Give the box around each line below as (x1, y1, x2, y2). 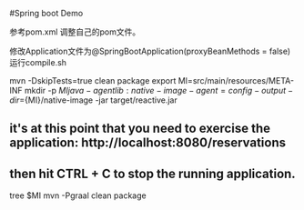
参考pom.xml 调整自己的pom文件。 (9, 26, 141, 37)
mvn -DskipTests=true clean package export (9, 75, 177, 85)
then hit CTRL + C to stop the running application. (9, 165, 296, 181)
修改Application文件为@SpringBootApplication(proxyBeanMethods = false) (9, 45, 291, 56)
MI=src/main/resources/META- (177, 75, 294, 85)
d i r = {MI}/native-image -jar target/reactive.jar (9, 95, 177, 105)
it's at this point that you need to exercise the (9, 121, 271, 136)
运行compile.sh (9, 57, 66, 67)
